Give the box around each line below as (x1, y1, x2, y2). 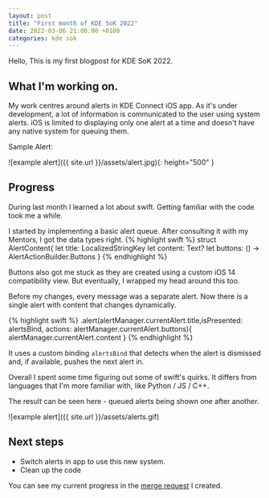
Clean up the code (19, 465, 82, 475)
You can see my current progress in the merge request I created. (8, 480, 222, 490)
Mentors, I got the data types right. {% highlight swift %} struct (8, 235, 217, 244)
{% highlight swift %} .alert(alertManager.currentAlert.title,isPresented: (8, 315, 243, 325)
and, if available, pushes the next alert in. (8, 357, 145, 366)
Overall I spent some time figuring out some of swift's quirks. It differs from (8, 372, 257, 382)
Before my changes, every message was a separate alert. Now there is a (8, 291, 249, 301)
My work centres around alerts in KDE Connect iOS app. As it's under (8, 101, 238, 111)
